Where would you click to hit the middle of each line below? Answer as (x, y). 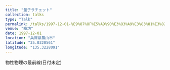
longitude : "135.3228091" (32, 47)
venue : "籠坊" (19, 29)
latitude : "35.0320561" (30, 43)
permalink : (17, 24)
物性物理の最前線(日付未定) (34, 62)
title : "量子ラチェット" (29, 10)
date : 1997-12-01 (24, 33)
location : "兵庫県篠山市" (30, 38)
